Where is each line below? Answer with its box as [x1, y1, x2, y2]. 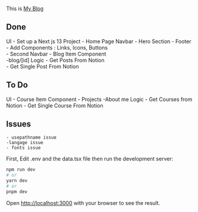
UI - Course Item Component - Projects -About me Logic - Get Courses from [6, 96, 193, 103]
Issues [6, 119, 31, 129]
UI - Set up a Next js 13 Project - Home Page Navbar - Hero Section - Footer [6, 38, 191, 45]
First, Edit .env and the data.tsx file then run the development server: [6, 155, 173, 162]
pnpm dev [6, 188, 28, 194]
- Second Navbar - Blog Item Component [6, 50, 106, 57]
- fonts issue [6, 145, 41, 151]
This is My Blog [6, 5, 44, 12]
